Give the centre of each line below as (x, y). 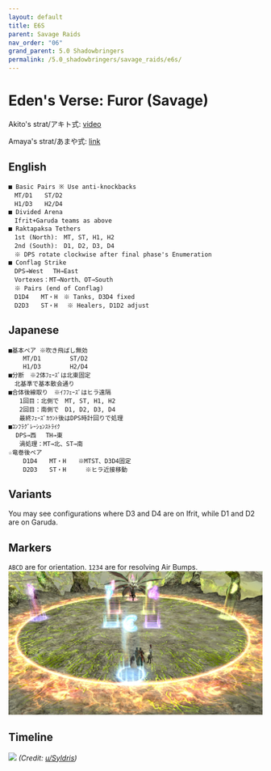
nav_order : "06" (35, 43)
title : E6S (27, 25)
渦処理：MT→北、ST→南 (51, 444)
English (27, 167)
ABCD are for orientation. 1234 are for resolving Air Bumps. (103, 567)
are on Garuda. (33, 522)
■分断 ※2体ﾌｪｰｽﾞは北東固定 (50, 375)
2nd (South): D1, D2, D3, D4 (64, 246)
